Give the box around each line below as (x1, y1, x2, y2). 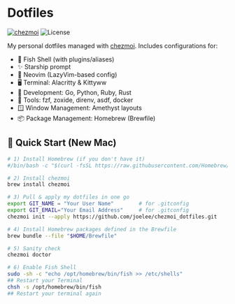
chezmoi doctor (7, 252, 52, 259)
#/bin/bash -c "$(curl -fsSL (7, 162, 92, 169)
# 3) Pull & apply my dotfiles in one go (7, 194, 130, 201)
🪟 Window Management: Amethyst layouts (17, 103, 142, 112)
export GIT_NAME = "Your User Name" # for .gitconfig (7, 201, 190, 208)
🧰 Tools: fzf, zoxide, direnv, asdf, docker (17, 96, 134, 104)
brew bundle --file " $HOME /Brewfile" (7, 232, 117, 239)
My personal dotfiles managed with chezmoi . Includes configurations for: (7, 41, 218, 50)
